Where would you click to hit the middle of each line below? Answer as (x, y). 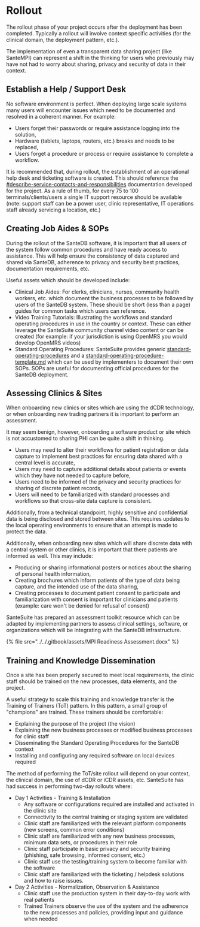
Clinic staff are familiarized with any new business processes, (100, 836)
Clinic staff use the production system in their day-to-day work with (107, 893)
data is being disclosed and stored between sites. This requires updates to (98, 519)
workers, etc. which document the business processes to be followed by (104, 298)
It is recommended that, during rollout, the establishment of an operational (98, 171)
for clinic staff (32, 736)
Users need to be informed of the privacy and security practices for (98, 482)
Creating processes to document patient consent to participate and (98, 593)
